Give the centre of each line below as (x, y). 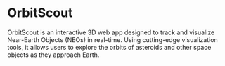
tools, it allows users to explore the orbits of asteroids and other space (109, 47)
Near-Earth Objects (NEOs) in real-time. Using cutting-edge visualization (112, 39)
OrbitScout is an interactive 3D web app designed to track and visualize (111, 32)
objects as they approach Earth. (53, 55)
